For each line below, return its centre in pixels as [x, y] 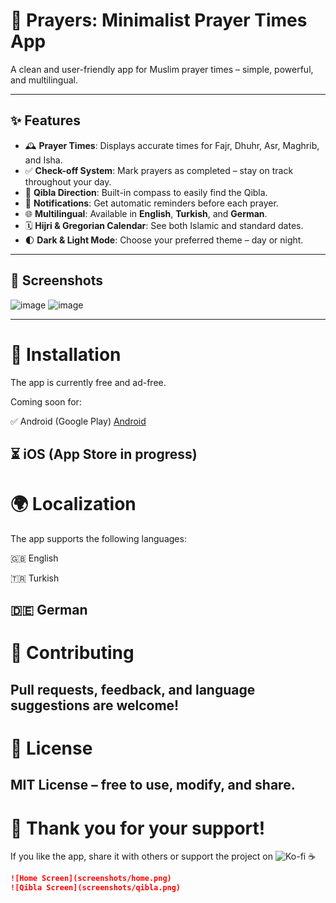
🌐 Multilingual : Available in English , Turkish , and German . [146, 213]
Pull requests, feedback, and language [133, 689]
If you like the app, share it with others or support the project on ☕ [163, 856]
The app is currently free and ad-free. [88, 382]
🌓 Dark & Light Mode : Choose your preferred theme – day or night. [164, 240]
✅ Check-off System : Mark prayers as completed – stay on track [159, 170]
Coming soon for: [46, 401]
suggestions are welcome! [95, 705]
